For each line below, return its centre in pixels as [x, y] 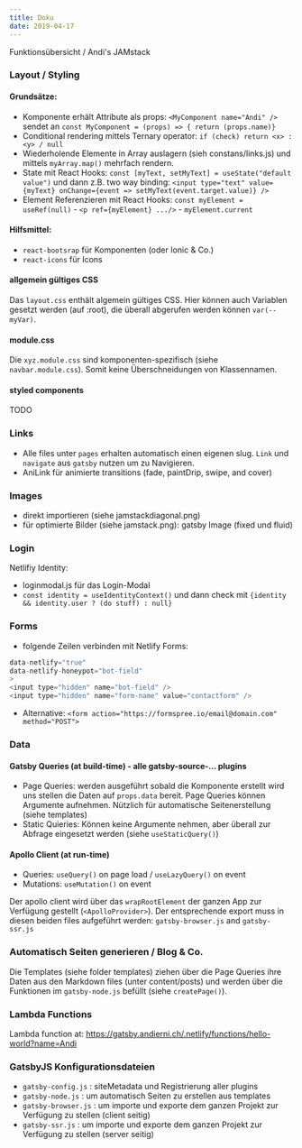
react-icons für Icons [62, 259]
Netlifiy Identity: [39, 568]
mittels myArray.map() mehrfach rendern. [98, 162]
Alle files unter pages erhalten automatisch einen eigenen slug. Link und [156, 453]
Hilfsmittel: [31, 230]
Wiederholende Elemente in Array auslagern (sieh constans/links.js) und [156, 153]
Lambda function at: [46, 1033]
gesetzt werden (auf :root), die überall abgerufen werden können [130, 310]
